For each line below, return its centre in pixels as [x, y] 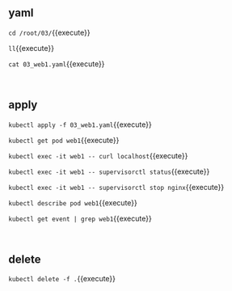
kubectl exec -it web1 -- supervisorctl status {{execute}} [109, 171]
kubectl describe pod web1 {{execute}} [73, 202]
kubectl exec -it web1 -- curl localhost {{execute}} [98, 155]
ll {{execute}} [32, 48]
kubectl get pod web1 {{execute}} [64, 140]
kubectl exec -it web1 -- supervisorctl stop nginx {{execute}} [116, 187]
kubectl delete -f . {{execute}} [62, 279]
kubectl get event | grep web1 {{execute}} [80, 218]
